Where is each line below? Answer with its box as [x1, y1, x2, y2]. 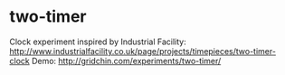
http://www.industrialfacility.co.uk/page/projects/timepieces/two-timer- [9, 45, 276, 56]
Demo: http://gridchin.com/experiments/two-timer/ [31, 55, 222, 66]
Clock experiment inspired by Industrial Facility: [9, 36, 187, 47]
